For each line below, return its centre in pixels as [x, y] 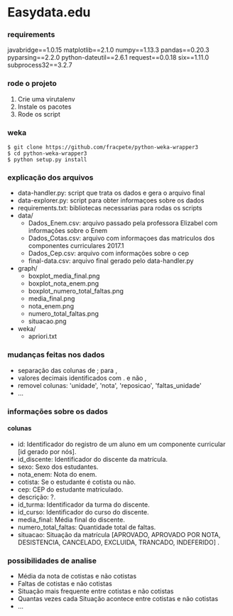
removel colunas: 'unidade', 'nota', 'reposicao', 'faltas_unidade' [109, 385]
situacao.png [47, 321]
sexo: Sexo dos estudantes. [58, 467]
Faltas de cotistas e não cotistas [65, 584]
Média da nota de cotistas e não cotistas [77, 576]
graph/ [27, 269]
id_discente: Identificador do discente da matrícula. [93, 459]
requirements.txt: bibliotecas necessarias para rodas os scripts [110, 208]
